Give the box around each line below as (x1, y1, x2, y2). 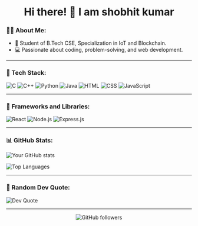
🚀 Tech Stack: (6, 69, 47, 77)
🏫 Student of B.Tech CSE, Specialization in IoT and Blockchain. (14, 39, 167, 46)
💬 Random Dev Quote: (6, 184, 71, 192)
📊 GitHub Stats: (6, 137, 53, 144)
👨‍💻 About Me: (6, 26, 47, 35)
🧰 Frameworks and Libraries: (6, 102, 90, 111)
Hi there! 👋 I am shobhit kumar (24, 5, 174, 19)
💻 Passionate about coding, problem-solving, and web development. (14, 46, 183, 54)
